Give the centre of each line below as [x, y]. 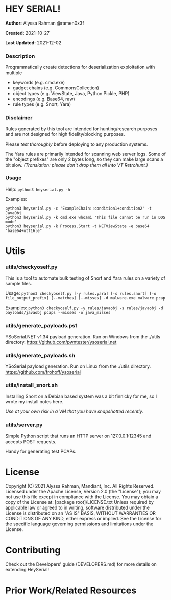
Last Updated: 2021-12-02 [33, 43]
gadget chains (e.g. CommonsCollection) [56, 88]
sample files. [19, 284]
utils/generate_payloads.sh [40, 355]
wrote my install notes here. [34, 402]
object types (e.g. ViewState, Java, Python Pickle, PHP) [71, 94]
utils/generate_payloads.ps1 [41, 326]
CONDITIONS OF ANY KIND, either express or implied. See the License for [83, 519]
